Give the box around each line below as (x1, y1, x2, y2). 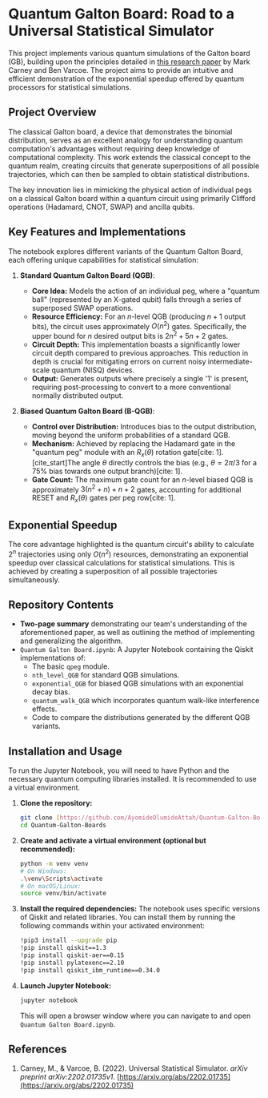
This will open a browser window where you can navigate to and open (19, 1011, 251, 1020)
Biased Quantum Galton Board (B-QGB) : (19, 406, 155, 416)
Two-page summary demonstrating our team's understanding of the (19, 619, 248, 629)
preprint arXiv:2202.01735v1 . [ (19, 1072, 120, 1082)
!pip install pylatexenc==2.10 (19, 959, 125, 967)
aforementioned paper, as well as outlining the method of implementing (19, 628, 255, 637)
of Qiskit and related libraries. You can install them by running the (19, 912, 236, 922)
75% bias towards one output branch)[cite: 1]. (31, 466, 182, 476)
